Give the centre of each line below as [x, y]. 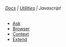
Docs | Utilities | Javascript [33, 8]
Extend [20, 39]
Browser [21, 29]
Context [20, 34]
